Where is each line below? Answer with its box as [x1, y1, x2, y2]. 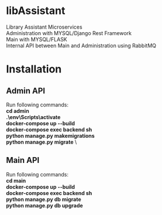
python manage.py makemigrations [6, 132, 95, 139]
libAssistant [6, 4, 66, 18]
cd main [6, 177, 26, 184]
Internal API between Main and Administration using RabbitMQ [6, 42, 157, 49]
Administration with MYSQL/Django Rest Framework [6, 29, 132, 36]
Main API [6, 155, 40, 165]
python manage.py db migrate [6, 196, 82, 203]
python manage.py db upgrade [6, 202, 83, 209]
